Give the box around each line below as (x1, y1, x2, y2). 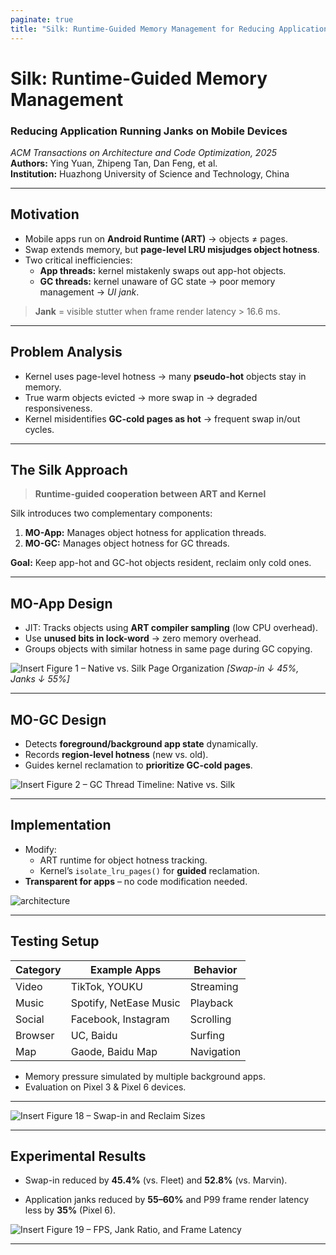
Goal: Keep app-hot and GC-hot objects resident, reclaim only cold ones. (10, 557, 312, 569)
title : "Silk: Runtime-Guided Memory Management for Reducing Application (10, 24, 329, 34)
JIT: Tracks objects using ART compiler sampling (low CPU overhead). (24, 622, 318, 634)
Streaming (189, 979, 239, 993)
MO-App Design (10, 595, 113, 612)
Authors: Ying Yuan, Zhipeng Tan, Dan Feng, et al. (10, 157, 218, 169)
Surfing (189, 1028, 225, 1042)
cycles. (24, 423, 55, 435)
